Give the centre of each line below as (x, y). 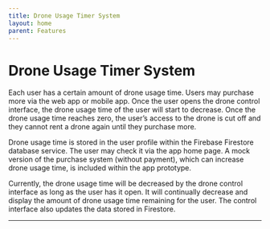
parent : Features (37, 31)
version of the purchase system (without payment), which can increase (126, 159)
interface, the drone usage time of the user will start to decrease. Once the (132, 110)
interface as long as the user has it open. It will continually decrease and (128, 192)
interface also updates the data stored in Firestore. (92, 209)
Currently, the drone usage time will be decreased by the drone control (126, 184)
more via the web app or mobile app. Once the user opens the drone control (134, 101)
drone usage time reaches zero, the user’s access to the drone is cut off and (135, 118)
